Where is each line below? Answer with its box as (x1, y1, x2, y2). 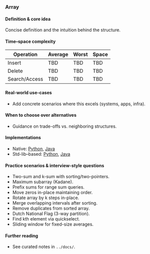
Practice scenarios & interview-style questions (5, 162, 104, 168)
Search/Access (7, 76, 44, 83)
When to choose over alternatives (5, 112, 77, 118)
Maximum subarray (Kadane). (12, 179, 74, 185)
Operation (13, 51, 38, 58)
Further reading (5, 233, 38, 239)
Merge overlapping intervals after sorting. (12, 200, 98, 206)
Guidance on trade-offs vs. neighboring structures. (12, 123, 117, 129)
